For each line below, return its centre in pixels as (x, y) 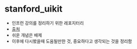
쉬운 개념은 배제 (27, 35)
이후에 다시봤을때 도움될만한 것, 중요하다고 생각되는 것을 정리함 (72, 41)
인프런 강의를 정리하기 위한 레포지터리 (48, 23)
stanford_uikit (34, 9)
